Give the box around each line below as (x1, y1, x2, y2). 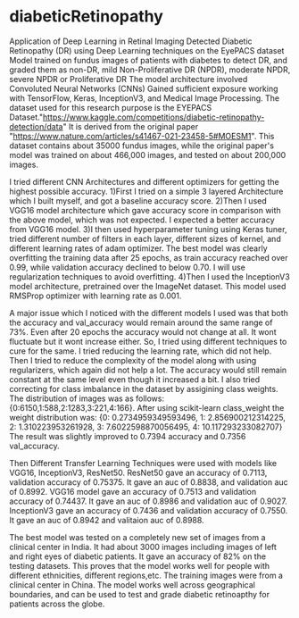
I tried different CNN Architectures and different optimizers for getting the (9, 176, 279, 187)
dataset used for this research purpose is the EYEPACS (9, 102, 212, 113)
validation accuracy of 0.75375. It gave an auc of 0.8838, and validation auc (9, 476, 288, 488)
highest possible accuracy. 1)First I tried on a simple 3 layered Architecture (9, 186, 284, 196)
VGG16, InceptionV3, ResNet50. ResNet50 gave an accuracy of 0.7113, (9, 467, 268, 478)
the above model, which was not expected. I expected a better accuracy (9, 214, 275, 225)
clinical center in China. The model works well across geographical (9, 579, 256, 590)
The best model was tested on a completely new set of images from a (9, 531, 266, 542)
